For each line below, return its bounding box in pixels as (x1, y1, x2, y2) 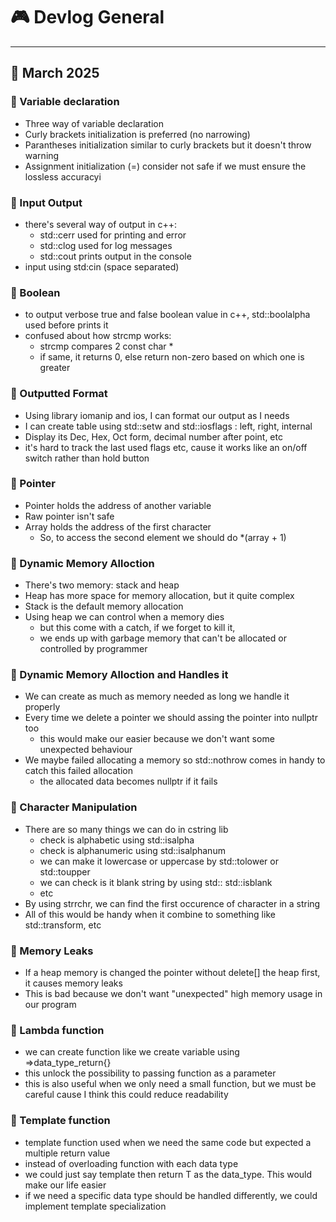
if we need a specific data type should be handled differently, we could (24, 1189, 318, 1201)
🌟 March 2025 (10, 65, 100, 82)
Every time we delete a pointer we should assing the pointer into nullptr (24, 712, 318, 724)
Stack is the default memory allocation (24, 600, 184, 613)
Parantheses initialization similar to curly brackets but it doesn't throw (24, 139, 312, 151)
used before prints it (24, 319, 109, 331)
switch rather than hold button (24, 452, 150, 464)
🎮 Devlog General (10, 6, 165, 29)
